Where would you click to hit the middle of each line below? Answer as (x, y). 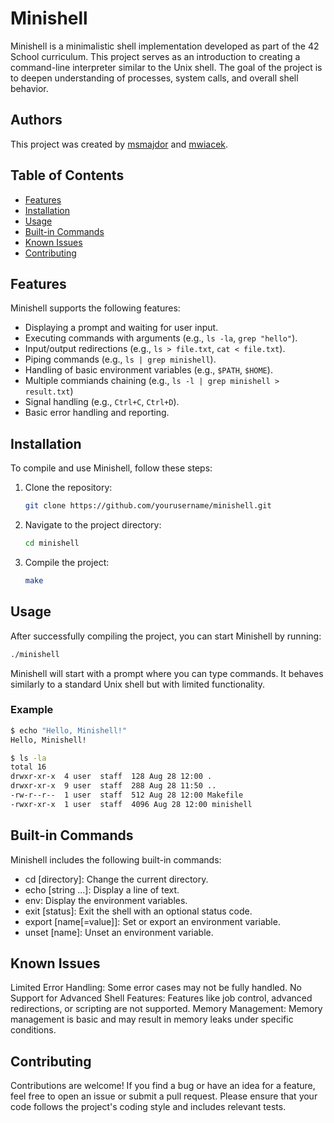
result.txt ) (49, 391)
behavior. (29, 88)
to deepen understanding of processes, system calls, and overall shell (154, 78)
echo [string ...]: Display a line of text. (102, 889)
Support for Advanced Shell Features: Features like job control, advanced (161, 998)
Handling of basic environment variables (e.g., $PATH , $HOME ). (148, 370)
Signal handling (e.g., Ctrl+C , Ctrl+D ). (102, 402)
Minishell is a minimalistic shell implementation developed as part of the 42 (165, 46)
